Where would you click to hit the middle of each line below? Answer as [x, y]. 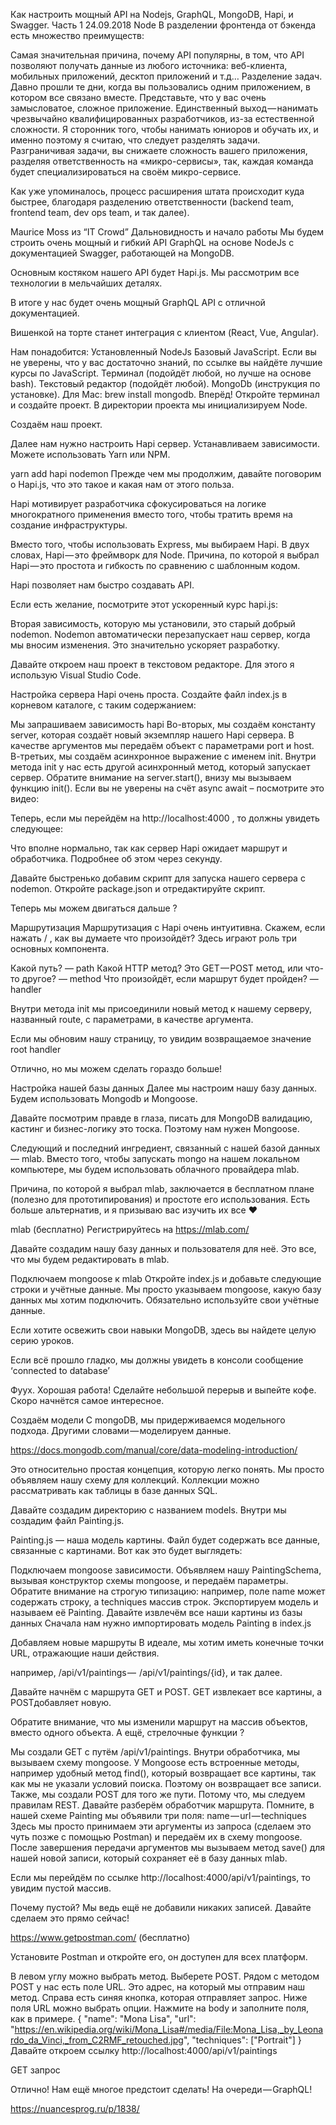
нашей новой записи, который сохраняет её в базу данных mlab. [149, 1858]
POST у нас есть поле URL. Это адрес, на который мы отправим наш [158, 1987]
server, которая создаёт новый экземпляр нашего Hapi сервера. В [152, 735]
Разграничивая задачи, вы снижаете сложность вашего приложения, [159, 150]
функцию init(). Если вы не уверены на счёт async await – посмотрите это [167, 788]
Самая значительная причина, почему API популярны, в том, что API [157, 55]
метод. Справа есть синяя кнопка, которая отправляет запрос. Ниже [159, 1997]
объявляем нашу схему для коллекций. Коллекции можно [135, 1480]
